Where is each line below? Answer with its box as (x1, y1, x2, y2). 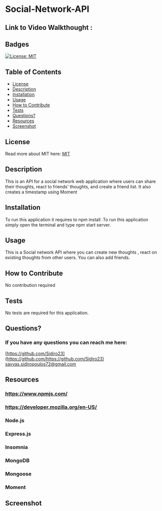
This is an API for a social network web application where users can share (5, 178, 156, 184)
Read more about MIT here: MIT (5, 151, 70, 157)
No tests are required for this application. (5, 310, 89, 316)
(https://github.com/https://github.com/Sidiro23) (5, 355, 105, 361)
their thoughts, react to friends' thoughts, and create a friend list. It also (5, 183, 151, 189)
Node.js (5, 417, 25, 424)
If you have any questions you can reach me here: (5, 339, 127, 346)
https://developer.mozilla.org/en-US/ (5, 404, 98, 411)
